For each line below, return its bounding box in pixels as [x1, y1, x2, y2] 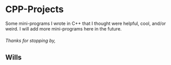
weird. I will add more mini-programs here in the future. [5, 25, 122, 31]
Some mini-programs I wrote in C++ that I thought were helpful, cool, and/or [5, 20, 166, 26]
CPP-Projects [5, 4, 64, 15]
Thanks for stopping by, [5, 37, 56, 44]
